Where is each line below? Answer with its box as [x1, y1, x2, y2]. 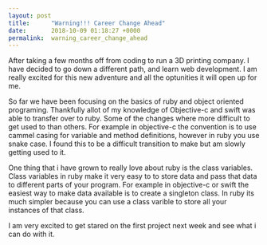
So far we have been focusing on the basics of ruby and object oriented [8, 97, 245, 106]
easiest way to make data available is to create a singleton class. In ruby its [8, 188, 255, 198]
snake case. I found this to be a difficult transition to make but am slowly [8, 139, 245, 148]
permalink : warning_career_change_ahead [8, 34, 148, 42]
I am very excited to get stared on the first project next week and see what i [8, 221, 257, 231]
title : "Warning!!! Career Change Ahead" [8, 19, 166, 27]
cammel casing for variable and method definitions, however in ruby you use [8, 131, 260, 140]
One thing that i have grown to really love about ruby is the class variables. [8, 163, 253, 172]
